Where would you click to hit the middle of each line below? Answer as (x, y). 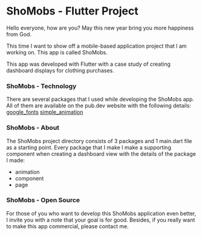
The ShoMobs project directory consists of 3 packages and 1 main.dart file (99, 141)
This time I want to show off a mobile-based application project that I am (96, 46)
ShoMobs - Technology (41, 86)
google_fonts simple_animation (45, 112)
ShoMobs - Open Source (43, 200)
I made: (16, 160)
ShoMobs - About (33, 128)
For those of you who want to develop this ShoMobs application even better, (101, 213)
